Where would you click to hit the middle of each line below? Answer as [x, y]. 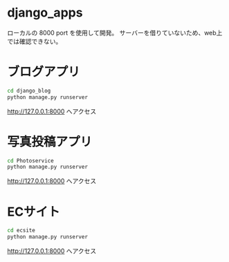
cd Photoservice [30, 160]
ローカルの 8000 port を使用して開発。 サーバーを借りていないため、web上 [115, 32]
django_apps [45, 13]
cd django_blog [29, 91]
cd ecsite [21, 231]
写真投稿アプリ [50, 141]
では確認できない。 [35, 41]
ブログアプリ [44, 72]
